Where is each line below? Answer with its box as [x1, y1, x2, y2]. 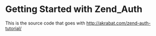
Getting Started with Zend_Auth [5, 3, 143, 15]
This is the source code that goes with [5, 20, 85, 26]
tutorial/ [5, 25, 22, 31]
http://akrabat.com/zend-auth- [86, 20, 151, 26]
